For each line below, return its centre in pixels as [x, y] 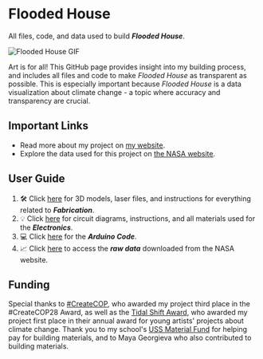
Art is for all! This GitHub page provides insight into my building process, [127, 67]
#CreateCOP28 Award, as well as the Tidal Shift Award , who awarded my [128, 313]
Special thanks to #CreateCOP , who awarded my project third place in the [130, 304]
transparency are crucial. [49, 101]
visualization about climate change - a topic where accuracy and [114, 92]
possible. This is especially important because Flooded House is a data [125, 84]
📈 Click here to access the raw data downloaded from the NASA [127, 248]
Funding [29, 284]
